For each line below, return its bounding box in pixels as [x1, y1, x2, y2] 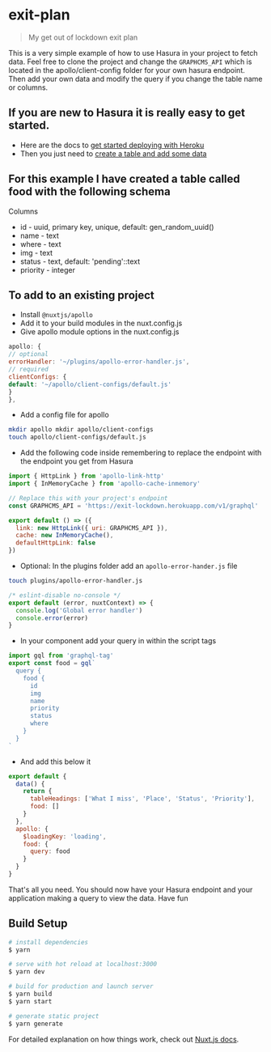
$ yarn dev [8, 968, 45, 976]
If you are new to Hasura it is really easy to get [8, 106, 245, 120]
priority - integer [19, 265, 75, 274]
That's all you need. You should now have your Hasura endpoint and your [8, 884, 253, 894]
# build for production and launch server [8, 982, 154, 990]
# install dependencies [8, 938, 89, 946]
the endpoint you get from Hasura [19, 456, 133, 466]
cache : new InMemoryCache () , [15, 532, 114, 540]
